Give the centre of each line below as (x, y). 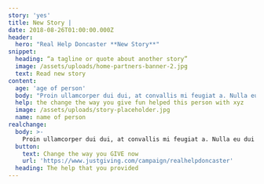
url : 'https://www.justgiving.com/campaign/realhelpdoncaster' (128, 161)
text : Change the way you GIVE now (81, 153)
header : (21, 37)
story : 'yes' (29, 15)
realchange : (27, 124)
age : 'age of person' (51, 88)
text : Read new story (51, 74)
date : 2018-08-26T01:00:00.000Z (61, 30)
